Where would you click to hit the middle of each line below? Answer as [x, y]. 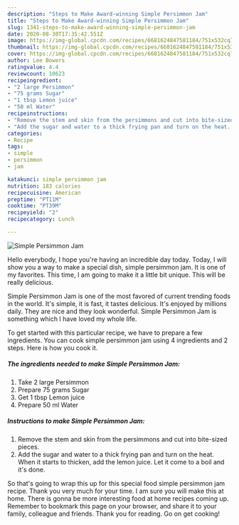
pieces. [28, 447]
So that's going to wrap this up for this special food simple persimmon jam [116, 483]
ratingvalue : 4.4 [33, 67]
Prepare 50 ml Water [48, 404]
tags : [15, 147]
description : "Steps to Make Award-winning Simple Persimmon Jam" [108, 14]
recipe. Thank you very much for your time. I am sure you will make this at [116, 491]
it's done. [31, 469]
